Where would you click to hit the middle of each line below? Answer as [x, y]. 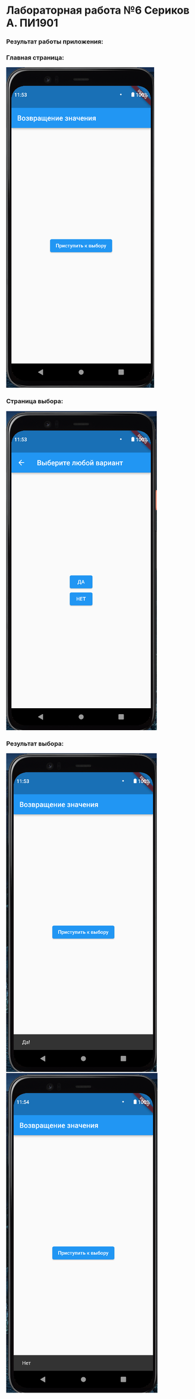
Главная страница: [35, 58]
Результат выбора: [35, 743]
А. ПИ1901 [32, 23]
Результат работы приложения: [55, 42]
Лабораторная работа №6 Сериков [98, 10]
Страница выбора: [35, 401]
